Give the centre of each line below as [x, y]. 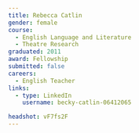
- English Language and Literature [73, 37]
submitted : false [37, 66]
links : [19, 88]
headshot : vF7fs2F [38, 117]
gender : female [33, 23]
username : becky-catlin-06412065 [77, 102]
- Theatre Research [47, 45]
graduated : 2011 [35, 52]
